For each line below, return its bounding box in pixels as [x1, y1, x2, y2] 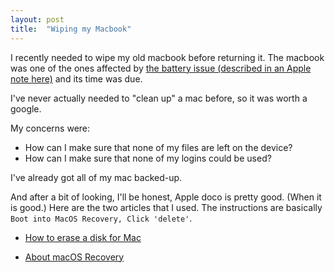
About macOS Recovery [24, 251, 125, 263]
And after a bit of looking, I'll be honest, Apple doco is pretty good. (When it [10, 191, 322, 203]
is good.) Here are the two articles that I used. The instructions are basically [10, 201, 323, 213]
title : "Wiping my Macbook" [10, 24, 132, 34]
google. [10, 102, 42, 115]
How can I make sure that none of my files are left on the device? [24, 141, 293, 153]
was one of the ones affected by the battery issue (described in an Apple [10, 62, 312, 74]
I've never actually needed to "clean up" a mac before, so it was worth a [10, 92, 308, 104]
